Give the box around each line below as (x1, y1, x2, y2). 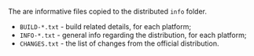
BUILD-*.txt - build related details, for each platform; (19, 22, 191, 31)
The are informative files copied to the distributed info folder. (8, 7, 207, 16)
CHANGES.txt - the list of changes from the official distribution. (19, 39, 219, 48)
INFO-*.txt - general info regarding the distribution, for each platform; (19, 31, 247, 39)
